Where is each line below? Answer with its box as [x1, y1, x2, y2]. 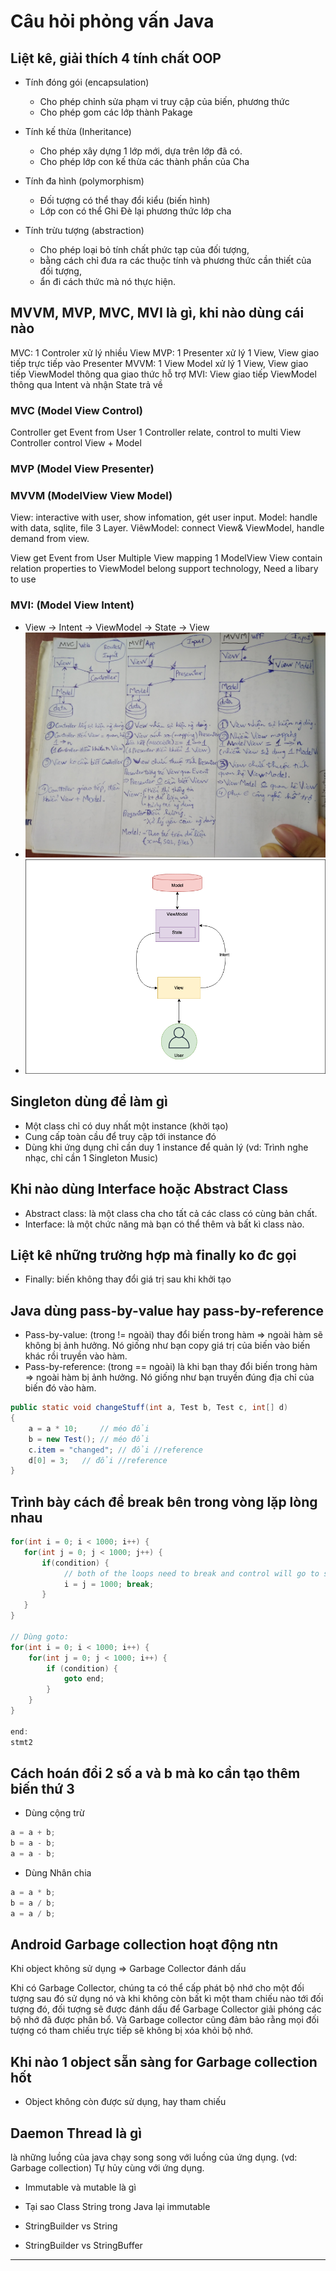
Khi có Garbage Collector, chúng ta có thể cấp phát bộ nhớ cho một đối [10, 1982, 305, 1994]
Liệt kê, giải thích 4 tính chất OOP [10, 50, 222, 67]
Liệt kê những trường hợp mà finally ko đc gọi [10, 1246, 297, 1264]
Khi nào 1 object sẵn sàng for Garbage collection [10, 2053, 318, 2070]
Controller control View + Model [10, 437, 142, 449]
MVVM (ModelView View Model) [10, 488, 173, 502]
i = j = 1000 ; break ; [63, 1579, 155, 1589]
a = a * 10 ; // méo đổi [28, 1423, 150, 1434]
